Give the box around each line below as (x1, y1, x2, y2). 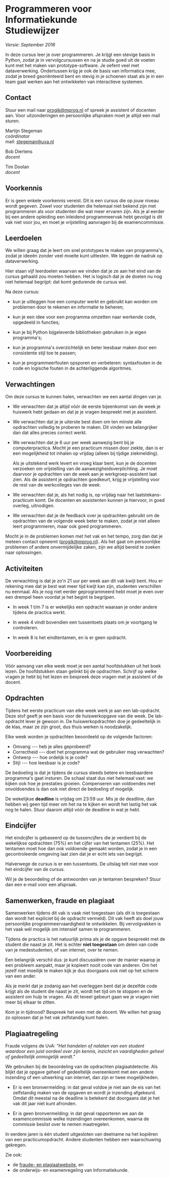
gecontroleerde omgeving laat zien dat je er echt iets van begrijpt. (5, 851, 143, 857)
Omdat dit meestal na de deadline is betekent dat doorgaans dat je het (12, 1095, 160, 1102)
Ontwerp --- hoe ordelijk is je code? (12, 754, 88, 760)
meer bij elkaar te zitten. (5, 999, 56, 1005)
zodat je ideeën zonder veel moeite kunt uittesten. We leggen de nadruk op (5, 253, 162, 259)
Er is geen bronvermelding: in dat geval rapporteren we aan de (12, 1110, 144, 1117)
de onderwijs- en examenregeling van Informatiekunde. (12, 1167, 129, 1173)
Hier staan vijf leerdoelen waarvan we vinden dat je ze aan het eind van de (5, 268, 161, 274)
